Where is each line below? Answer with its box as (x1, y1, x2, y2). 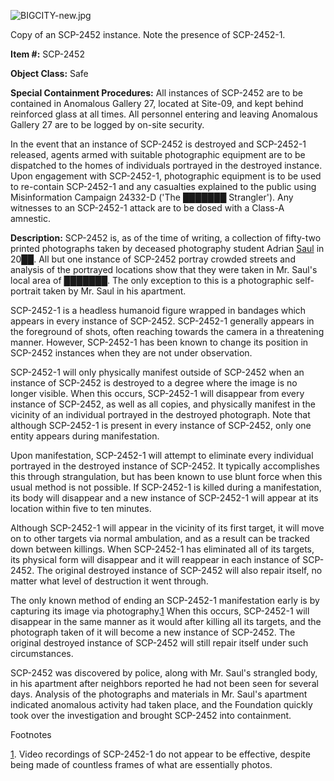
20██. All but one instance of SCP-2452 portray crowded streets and (10, 253, 296, 265)
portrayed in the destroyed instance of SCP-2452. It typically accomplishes (10, 460, 320, 472)
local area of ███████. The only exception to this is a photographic (10, 275, 293, 286)
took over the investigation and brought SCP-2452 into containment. (10, 710, 292, 721)
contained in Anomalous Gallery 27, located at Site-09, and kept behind (10, 98, 304, 109)
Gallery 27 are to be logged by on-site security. (10, 119, 205, 130)
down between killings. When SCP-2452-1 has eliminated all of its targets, (10, 543, 315, 555)
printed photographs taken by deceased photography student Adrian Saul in (10, 243, 325, 254)
